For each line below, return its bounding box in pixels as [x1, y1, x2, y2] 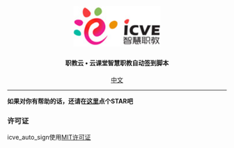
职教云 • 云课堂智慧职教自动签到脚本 [65, 59, 169, 67]
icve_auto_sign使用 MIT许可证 [7, 133, 91, 141]
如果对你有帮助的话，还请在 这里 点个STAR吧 [7, 97, 134, 105]
